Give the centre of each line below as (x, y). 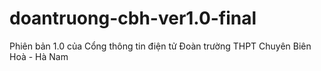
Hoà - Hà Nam (39, 56)
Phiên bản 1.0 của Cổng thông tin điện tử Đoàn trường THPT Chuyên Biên (160, 46)
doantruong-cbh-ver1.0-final (133, 18)
